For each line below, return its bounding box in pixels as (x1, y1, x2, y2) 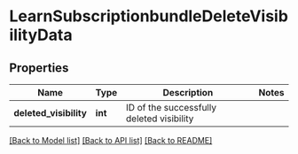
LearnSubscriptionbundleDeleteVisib (9, 6, 288, 27)
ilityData (9, 25, 73, 45)
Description (162, 87, 214, 98)
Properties (9, 60, 69, 75)
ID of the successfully (125, 102, 217, 113)
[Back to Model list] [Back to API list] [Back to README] (9, 135, 213, 145)
